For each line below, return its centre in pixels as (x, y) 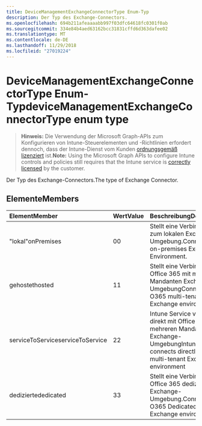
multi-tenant (168, 358)
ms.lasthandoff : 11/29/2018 (41, 46)
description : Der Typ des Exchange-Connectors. (67, 17)
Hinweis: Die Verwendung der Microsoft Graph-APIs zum (92, 136)
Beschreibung (170, 216)
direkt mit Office (173, 321)
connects (163, 351)
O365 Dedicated (173, 406)
